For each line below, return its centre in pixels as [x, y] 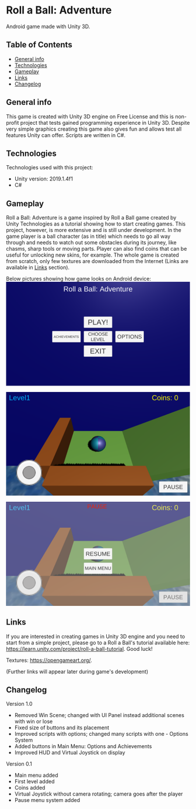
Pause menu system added [47, 800]
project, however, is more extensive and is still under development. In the [94, 230]
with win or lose [34, 722]
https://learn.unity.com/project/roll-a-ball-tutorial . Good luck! [79, 648]
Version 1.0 [19, 704]
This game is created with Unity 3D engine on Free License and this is [90, 116]
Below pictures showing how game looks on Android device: [79, 279]
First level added [34, 781]
